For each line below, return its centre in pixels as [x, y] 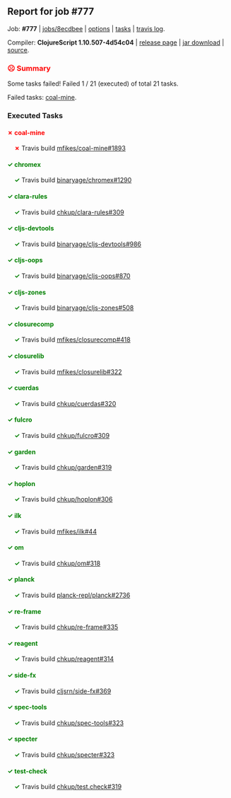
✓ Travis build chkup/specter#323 [64, 755]
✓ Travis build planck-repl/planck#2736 [72, 595]
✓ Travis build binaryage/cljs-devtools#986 [78, 244]
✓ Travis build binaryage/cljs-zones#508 [74, 308]
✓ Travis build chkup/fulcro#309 [62, 436]
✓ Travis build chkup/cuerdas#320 [65, 403]
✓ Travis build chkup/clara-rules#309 [69, 212]
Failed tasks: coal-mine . [42, 98]
